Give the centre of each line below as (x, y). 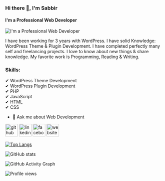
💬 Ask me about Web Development (48, 117)
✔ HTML (14, 102)
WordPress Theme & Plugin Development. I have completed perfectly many (83, 46)
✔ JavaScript (19, 97)
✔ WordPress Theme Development (41, 81)
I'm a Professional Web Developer (41, 20)
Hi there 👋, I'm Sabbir (31, 8)
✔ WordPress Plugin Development (40, 86)
